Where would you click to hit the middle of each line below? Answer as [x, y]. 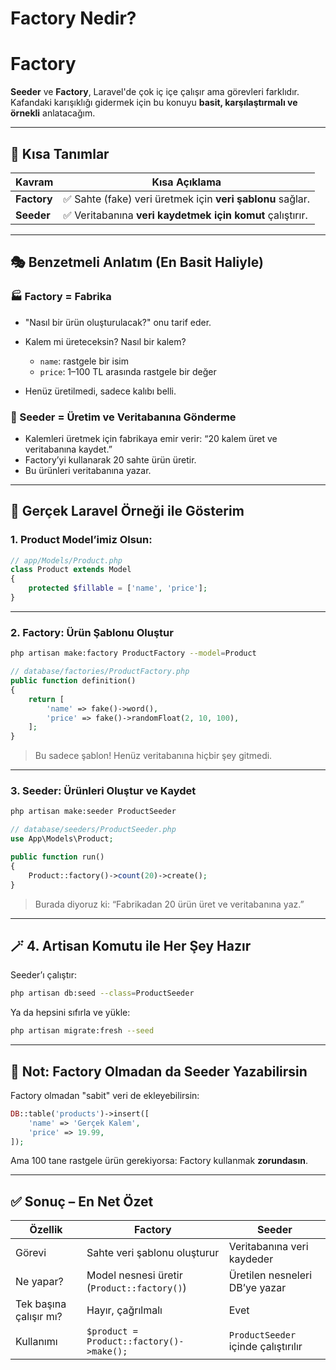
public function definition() [73, 681]
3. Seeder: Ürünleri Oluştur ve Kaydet [103, 791]
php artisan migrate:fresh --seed [82, 1031]
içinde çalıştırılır [265, 1347]
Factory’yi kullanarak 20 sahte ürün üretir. [110, 459]
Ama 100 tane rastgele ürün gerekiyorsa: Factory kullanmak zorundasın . [159, 1161]
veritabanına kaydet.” [68, 449]
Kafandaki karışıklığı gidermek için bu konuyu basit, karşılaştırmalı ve [154, 103]
